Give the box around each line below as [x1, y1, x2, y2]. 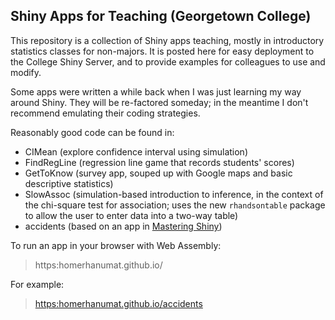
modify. [10, 66, 42, 78]
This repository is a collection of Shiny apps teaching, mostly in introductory [10, 34, 325, 46]
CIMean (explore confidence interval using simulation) [24, 145, 248, 158]
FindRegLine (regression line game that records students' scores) [24, 156, 295, 168]
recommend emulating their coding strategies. [10, 107, 201, 119]
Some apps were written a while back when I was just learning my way [10, 85, 302, 98]
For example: [10, 278, 65, 290]
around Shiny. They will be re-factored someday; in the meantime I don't [10, 96, 309, 108]
